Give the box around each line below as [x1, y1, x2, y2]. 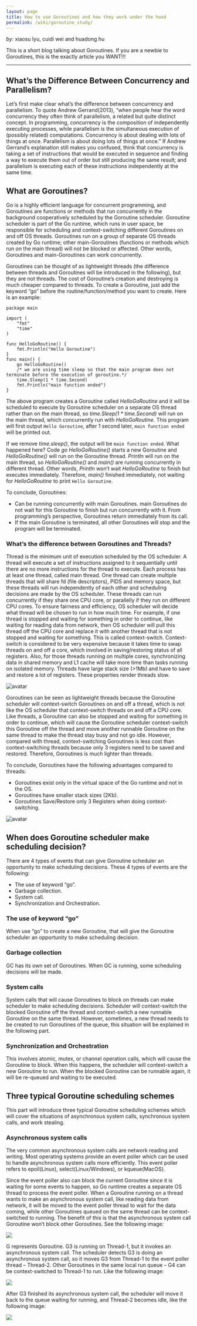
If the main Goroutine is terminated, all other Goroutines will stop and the [14, 519, 191, 525]
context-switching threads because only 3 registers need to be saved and [6, 744, 185, 751]
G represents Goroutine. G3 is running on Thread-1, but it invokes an [6, 1243, 171, 1250]
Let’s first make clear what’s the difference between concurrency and [6, 100, 174, 107]
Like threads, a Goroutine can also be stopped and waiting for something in [6, 713, 188, 720]
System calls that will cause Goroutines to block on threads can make [6, 996, 174, 1003]
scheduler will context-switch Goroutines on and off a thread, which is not [6, 700, 185, 707]
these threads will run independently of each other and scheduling [6, 584, 167, 591]
